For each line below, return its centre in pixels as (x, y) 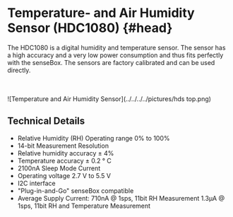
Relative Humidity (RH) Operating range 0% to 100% (94, 138)
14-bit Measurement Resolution (63, 146)
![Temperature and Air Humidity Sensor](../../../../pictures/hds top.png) (109, 99)
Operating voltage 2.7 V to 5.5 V (64, 175)
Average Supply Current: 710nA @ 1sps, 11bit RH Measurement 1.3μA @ (121, 198)
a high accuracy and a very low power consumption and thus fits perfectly (115, 55)
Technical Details (46, 121)
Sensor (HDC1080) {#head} (90, 28)
